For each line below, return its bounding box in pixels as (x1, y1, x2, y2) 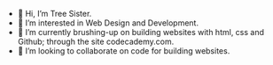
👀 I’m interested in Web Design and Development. (17, 18, 199, 28)
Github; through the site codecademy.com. (17, 36, 175, 47)
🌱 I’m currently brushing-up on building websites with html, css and (17, 27, 264, 37)
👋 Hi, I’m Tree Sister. (17, 9, 92, 18)
